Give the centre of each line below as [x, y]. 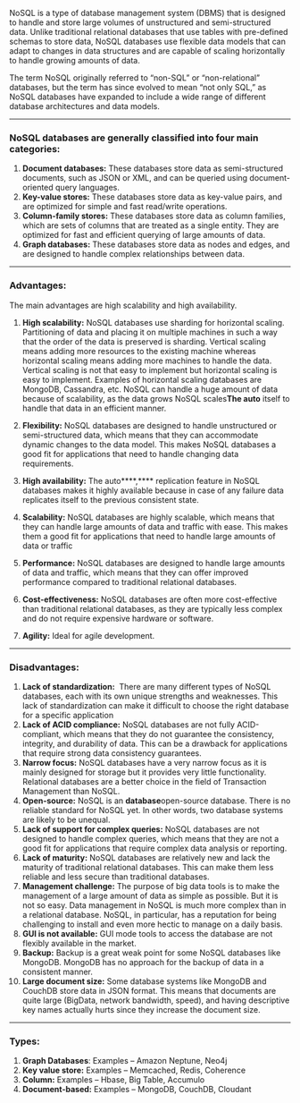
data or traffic [47, 546]
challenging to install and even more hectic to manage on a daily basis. [152, 924]
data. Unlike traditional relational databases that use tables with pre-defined [149, 32]
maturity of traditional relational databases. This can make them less [148, 867]
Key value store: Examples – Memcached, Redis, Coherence [134, 1070]
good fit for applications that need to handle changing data [130, 454]
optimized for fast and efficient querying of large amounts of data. [144, 235]
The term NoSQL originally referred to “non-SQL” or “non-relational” [135, 78]
